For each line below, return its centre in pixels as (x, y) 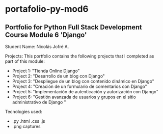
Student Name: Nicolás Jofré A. (37, 47)
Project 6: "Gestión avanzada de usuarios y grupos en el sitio (74, 97)
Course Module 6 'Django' (46, 35)
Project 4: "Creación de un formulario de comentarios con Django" (80, 86)
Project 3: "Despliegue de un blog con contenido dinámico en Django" (83, 81)
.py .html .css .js (28, 121)
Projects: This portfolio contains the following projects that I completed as (80, 56)
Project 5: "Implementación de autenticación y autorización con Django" (85, 92)
